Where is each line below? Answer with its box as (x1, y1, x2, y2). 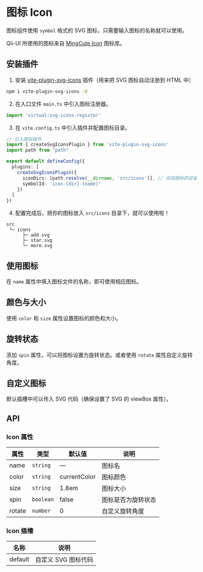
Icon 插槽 (6, 527, 34, 535)
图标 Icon (6, 5, 53, 19)
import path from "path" (6, 147, 69, 153)
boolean (32, 496, 54, 503)
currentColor (59, 473, 96, 481)
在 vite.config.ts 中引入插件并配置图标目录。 (14, 124, 130, 131)
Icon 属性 (6, 433, 34, 441)
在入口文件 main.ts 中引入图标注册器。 (14, 100, 112, 107)
